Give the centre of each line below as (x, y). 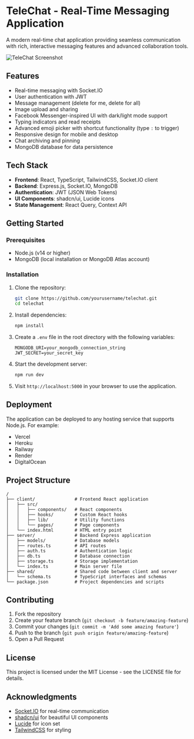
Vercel (22, 437)
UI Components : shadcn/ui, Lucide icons (64, 198)
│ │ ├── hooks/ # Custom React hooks (67, 515)
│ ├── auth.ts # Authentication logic (69, 551)
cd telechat (29, 304)
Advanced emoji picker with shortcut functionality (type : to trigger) (97, 128)
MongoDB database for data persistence (64, 147)
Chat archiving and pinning (47, 141)
